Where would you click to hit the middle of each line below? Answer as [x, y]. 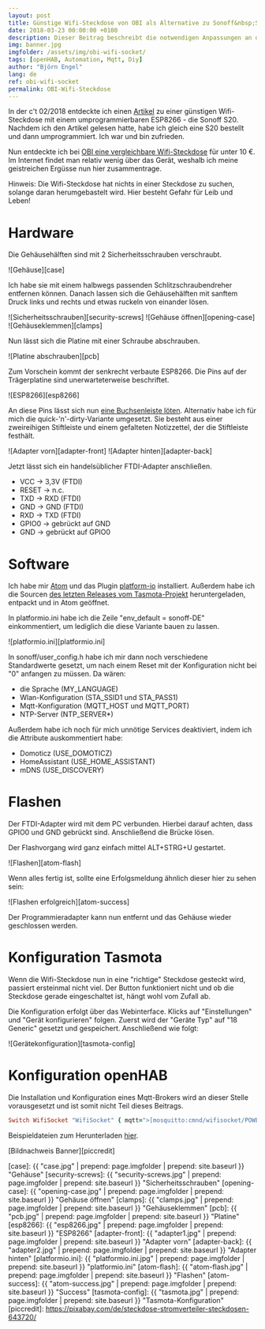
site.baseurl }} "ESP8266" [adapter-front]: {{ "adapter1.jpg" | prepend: [122, 1233]
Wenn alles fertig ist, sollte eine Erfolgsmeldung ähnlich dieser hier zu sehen [132, 879]
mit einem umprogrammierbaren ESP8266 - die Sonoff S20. [142, 120]
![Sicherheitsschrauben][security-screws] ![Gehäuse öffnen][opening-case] [132, 318]
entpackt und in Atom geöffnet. [59, 603]
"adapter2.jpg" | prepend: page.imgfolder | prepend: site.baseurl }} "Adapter [132, 1250]
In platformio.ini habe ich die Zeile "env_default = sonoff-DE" [106, 618]
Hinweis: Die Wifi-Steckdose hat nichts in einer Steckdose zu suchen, [121, 184]
